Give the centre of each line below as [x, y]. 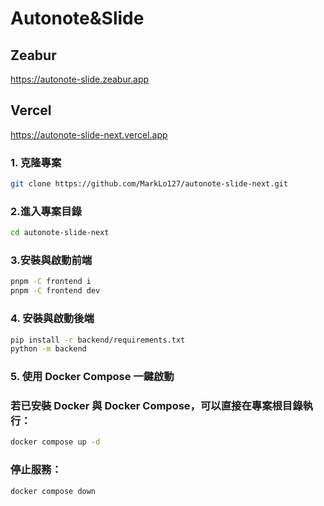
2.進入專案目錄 [46, 211]
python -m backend [48, 349]
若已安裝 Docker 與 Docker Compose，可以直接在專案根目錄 [156, 406]
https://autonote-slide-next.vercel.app [89, 134]
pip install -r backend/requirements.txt [98, 340]
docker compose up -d [55, 442]
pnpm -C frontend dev [55, 291]
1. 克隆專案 [36, 162]
